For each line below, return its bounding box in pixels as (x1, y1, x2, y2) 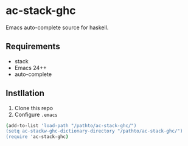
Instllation (5, 88, 45, 99)
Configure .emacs (14, 111, 58, 118)
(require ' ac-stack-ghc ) (5, 134, 69, 140)
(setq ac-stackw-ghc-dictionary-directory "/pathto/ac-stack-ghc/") (5, 128, 183, 134)
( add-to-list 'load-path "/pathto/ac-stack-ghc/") (5, 122, 137, 128)
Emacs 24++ (14, 64, 47, 71)
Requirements (5, 41, 60, 52)
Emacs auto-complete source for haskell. (5, 24, 109, 31)
